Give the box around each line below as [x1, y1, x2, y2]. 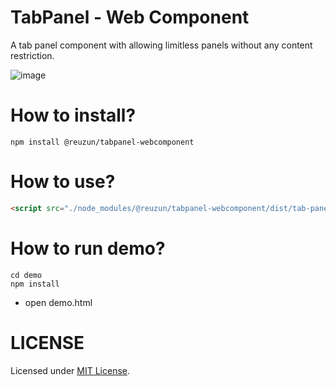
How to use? [10, 171, 116, 193]
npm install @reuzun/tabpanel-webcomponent [10, 137, 195, 147]
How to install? [10, 104, 137, 127]
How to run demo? [10, 237, 166, 260]
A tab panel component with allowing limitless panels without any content [10, 39, 313, 51]
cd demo [10, 270, 43, 280]
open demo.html [24, 296, 93, 308]
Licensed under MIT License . [10, 364, 131, 376]
